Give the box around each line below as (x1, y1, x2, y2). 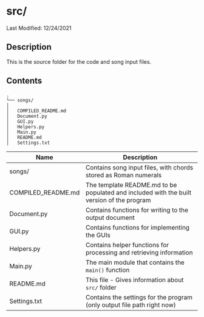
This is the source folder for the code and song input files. (6, 58, 152, 65)
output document (85, 213, 135, 222)
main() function (85, 265, 130, 274)
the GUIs (85, 231, 110, 239)
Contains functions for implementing (85, 223, 190, 231)
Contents (6, 76, 42, 86)
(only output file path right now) (85, 301, 176, 309)
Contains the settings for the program (85, 293, 193, 301)
